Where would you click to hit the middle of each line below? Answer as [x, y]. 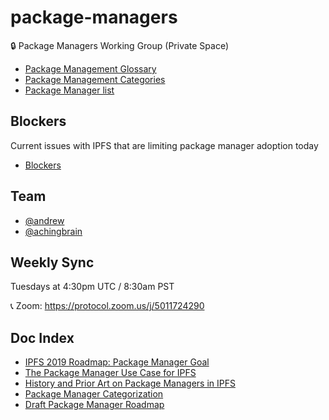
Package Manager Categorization [94, 394]
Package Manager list [69, 90]
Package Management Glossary [90, 68]
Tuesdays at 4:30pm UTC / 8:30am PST [92, 287]
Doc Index [42, 337]
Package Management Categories [95, 79]
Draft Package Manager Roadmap [94, 405]
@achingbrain [53, 231]
